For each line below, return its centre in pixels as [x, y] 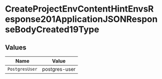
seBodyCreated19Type [52, 30]
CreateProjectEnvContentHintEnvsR [79, 9]
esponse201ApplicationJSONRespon [81, 19]
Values [16, 47]
